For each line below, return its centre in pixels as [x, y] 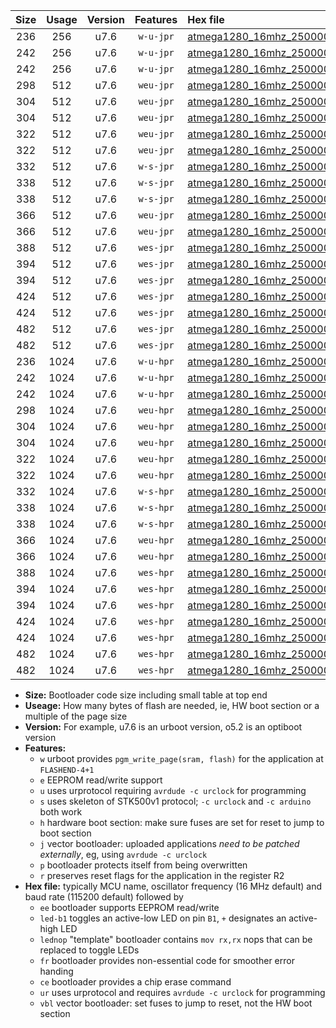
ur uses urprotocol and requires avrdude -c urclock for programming [182, 992]
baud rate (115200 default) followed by [104, 897]
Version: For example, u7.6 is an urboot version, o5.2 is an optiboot [163, 727]
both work [61, 812]
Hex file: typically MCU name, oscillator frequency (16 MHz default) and [173, 886]
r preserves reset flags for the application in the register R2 [162, 875]
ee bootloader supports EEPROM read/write [129, 907]
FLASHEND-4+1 [67, 770]
